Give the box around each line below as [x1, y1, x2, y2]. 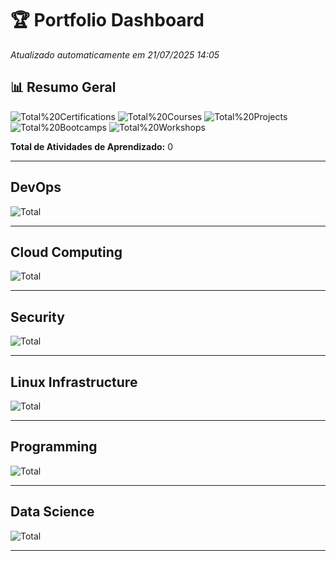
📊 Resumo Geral [10, 79, 117, 96]
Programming [10, 438, 98, 456]
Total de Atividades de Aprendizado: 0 [10, 140, 174, 152]
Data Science [10, 503, 95, 521]
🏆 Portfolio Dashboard [10, 9, 205, 32]
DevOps [10, 179, 62, 196]
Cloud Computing [10, 243, 123, 261]
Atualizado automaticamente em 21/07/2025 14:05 [10, 48, 220, 61]
